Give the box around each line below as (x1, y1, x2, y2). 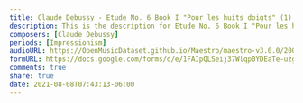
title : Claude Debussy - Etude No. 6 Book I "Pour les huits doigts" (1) (9, 13, 293, 22)
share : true (9, 72, 54, 81)
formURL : (9, 55, 42, 64)
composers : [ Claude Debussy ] (9, 30, 119, 39)
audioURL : (9, 47, 47, 56)
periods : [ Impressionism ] (9, 38, 106, 47)
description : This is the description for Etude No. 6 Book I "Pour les (9, 21, 289, 30)
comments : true (9, 64, 67, 73)
